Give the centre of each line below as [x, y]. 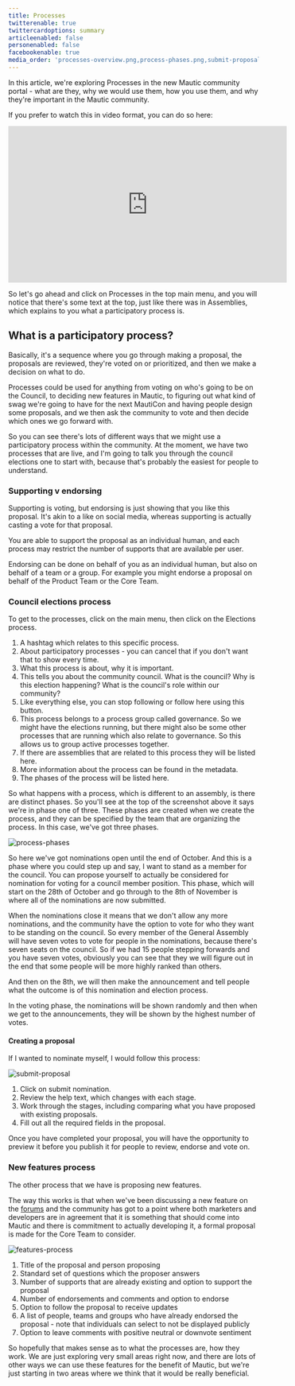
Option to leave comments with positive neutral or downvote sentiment [136, 1332]
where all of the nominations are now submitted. [87, 900]
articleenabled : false [46, 38]
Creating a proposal [42, 1040]
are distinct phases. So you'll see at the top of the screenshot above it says [131, 802]
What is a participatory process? [91, 336]
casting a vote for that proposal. [60, 525]
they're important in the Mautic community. [79, 99]
